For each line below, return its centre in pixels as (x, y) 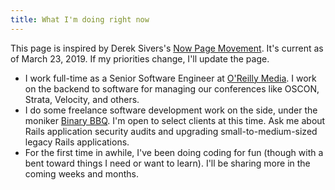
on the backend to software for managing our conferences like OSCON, (172, 88)
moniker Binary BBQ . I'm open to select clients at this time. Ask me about (175, 120)
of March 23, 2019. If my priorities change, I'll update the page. (140, 58)
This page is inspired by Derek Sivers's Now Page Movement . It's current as (167, 48)
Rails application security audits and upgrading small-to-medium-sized (171, 131)
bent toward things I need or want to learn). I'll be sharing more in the (167, 163)
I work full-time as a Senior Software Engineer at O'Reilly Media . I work (170, 78)
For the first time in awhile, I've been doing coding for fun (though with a (174, 152)
